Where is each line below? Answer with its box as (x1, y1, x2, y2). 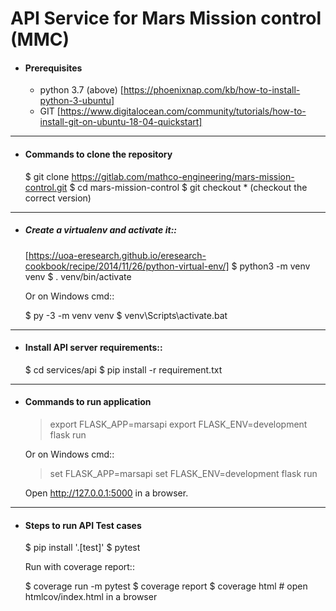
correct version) (24, 192, 92, 204)
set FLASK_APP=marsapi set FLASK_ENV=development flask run (49, 467, 318, 479)
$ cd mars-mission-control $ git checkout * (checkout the (69, 181, 308, 193)
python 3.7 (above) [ (39, 84, 124, 96)
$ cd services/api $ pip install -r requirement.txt (24, 363, 223, 376)
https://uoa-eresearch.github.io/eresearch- (28, 249, 207, 261)
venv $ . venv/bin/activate (24, 270, 132, 282)
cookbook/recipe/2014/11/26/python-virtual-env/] (24, 260, 230, 272)
